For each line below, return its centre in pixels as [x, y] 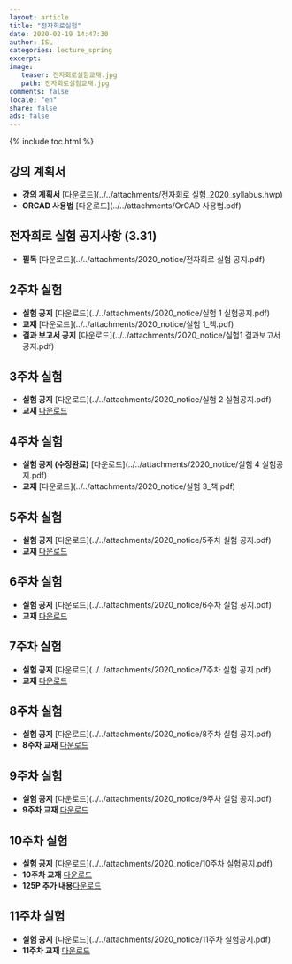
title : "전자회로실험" [46, 26]
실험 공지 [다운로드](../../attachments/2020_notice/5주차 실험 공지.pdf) [146, 540]
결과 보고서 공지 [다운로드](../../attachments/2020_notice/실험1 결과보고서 [151, 335]
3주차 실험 [36, 376]
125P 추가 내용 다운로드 [61, 886]
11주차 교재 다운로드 [56, 950]
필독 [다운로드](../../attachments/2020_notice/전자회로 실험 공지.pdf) [143, 259]
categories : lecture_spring [61, 51]
